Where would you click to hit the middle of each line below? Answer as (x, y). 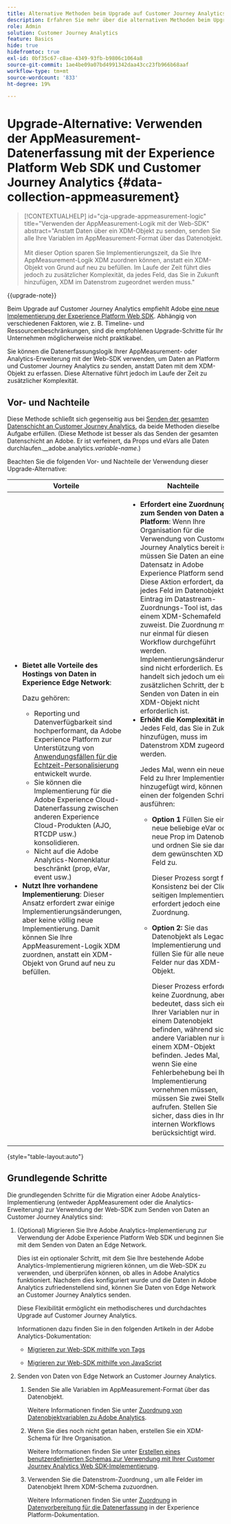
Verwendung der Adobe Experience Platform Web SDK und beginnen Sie (120, 1238)
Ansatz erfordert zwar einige (68, 903)
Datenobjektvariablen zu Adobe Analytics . (87, 1417)
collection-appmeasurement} (93, 197)
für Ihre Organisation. (82, 1438)
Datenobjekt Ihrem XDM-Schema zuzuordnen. (93, 1486)
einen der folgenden (173, 795)
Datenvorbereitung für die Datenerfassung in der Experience (113, 1507)
